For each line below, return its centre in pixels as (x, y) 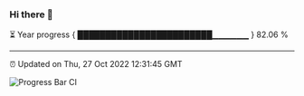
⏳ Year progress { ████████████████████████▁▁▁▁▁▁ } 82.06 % (149, 34)
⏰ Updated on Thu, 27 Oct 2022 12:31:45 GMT (96, 64)
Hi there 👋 (32, 14)
